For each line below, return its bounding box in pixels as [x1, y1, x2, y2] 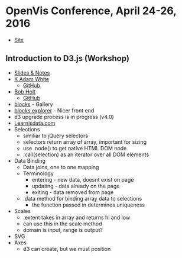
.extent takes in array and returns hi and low [22, 214, 131, 221]
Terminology [22, 170, 54, 177]
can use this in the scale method [22, 220, 102, 227]
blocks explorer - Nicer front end [14, 107, 95, 114]
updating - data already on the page [31, 182, 120, 189]
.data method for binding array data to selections [22, 195, 142, 202]
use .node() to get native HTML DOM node [22, 144, 127, 151]
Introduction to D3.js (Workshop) [5, 53, 129, 63]
